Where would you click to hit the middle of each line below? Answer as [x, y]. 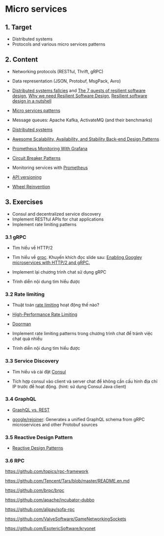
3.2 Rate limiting [25, 294]
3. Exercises [24, 202]
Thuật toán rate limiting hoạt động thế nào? [56, 305]
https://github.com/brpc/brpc [35, 490]
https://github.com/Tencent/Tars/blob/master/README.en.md [67, 481]
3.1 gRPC [16, 237]
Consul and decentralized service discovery [57, 214]
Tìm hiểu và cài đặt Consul [39, 371]
